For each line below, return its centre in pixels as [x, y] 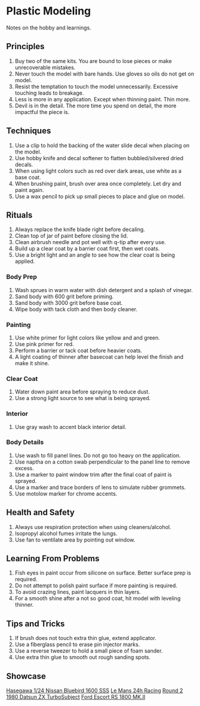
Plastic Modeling [49, 11]
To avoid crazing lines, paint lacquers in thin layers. [78, 592]
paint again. [29, 190]
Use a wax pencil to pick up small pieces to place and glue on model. [100, 196]
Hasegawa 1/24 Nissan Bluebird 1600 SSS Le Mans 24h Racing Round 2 [95, 690]
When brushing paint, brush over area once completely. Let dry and [98, 184]
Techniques [29, 131]
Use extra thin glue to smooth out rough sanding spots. [83, 657]
